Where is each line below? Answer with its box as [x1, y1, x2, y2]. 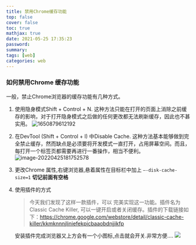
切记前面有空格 [32, 173, 69, 180]
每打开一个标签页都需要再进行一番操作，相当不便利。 [14, 147, 144, 154]
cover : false [6, 19, 38, 25]
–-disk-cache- [143, 167, 178, 173]
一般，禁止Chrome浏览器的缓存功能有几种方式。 [6, 92, 124, 100]
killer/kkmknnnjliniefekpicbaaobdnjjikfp [29, 220, 125, 227]
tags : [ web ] [6, 52, 35, 58]
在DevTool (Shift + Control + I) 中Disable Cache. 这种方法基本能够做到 [14, 133, 184, 140]
